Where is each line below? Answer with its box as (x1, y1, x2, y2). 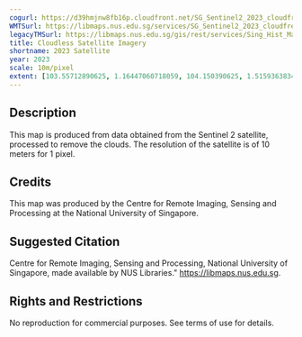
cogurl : (9, 13, 39, 23)
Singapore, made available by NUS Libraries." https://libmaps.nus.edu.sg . (9, 268, 281, 278)
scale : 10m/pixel (9, 64, 75, 73)
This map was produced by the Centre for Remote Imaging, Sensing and (9, 198, 277, 209)
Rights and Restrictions (9, 294, 143, 309)
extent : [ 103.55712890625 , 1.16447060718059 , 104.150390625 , (9, 72, 244, 81)
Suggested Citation (9, 233, 120, 249)
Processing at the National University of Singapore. (9, 208, 200, 219)
